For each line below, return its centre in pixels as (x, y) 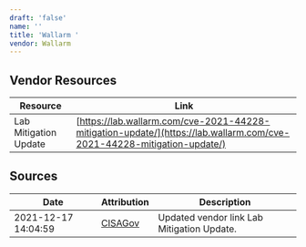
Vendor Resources (63, 80)
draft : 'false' (38, 18)
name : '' (26, 26)
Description (225, 201)
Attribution (126, 201)
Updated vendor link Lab (211, 217)
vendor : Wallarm (40, 43)
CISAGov (120, 222)
